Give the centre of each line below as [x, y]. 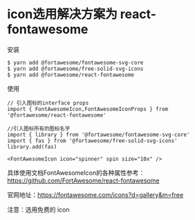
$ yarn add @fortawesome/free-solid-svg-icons [75, 69]
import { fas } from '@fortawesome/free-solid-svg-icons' [92, 141]
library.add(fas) [32, 146]
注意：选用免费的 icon [38, 210]
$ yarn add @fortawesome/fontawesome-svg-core [75, 62]
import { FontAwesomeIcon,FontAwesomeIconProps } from [88, 109]
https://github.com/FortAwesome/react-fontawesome [83, 180]
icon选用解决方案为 [62, 14]
